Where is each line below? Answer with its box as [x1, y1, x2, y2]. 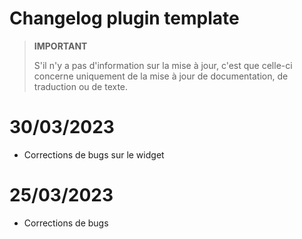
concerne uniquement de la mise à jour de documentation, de [33, 70, 289, 82]
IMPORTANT [33, 40, 88, 52]
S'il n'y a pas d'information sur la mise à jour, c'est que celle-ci [33, 59, 293, 71]
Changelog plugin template [9, 7, 240, 30]
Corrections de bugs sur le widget [23, 148, 165, 161]
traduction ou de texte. [33, 80, 129, 92]
